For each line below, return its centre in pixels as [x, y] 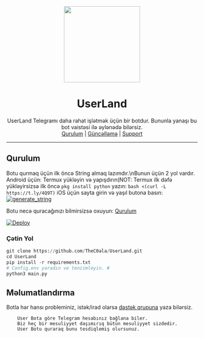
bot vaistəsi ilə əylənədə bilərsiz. [102, 127]
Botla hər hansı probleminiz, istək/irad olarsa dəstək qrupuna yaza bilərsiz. [100, 308]
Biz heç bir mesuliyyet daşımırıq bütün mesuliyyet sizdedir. [97, 324]
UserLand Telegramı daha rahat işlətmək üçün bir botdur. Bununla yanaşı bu [102, 121]
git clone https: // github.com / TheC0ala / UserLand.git [74, 251]
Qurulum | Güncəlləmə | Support [102, 133]
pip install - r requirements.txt [49, 262]
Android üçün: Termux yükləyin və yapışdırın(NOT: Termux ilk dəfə [89, 180]
